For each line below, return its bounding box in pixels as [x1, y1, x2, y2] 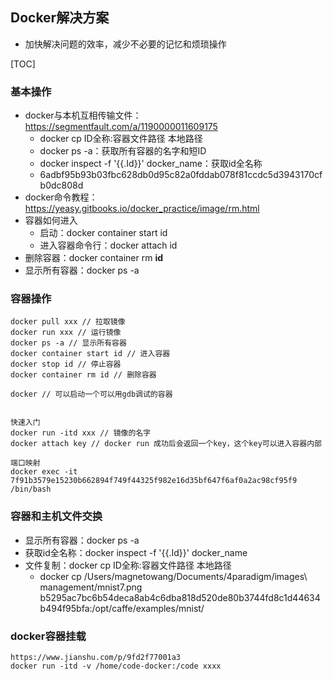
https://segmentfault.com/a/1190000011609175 [24, 121, 218, 133]
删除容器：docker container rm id [24, 252, 164, 264]
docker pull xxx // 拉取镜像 [10, 317, 126, 327]
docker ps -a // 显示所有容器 [10, 338, 127, 348]
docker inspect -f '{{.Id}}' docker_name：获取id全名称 [39, 158, 263, 170]
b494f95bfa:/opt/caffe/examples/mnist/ [39, 602, 205, 614]
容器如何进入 [24, 214, 78, 227]
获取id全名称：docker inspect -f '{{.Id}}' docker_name [24, 546, 248, 558]
